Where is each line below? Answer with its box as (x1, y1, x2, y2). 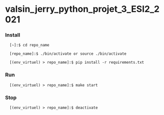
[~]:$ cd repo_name (9, 43, 50, 48)
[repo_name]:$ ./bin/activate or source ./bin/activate (9, 51, 127, 56)
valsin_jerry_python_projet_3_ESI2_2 (5, 3, 160, 15)
